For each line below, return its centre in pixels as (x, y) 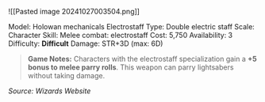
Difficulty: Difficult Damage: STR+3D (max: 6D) (86, 43)
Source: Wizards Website (50, 91)
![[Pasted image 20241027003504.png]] (74, 11)
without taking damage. (66, 76)
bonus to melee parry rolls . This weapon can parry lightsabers (131, 67)
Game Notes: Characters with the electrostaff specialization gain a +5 (142, 59)
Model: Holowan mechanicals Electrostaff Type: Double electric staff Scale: (132, 26)
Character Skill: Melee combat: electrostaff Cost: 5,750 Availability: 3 (121, 35)
